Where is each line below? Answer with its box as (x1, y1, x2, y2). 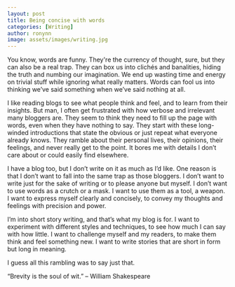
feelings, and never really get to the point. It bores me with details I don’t (7, 143, 217, 152)
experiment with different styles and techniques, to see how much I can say (7, 223, 226, 231)
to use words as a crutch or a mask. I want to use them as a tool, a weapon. (7, 187, 226, 195)
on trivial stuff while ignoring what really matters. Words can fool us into (7, 78, 215, 86)
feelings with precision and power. (7, 202, 107, 210)
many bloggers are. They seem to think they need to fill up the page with (7, 113, 217, 122)
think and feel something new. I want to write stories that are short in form (7, 237, 221, 246)
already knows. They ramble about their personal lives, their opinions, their (7, 136, 224, 144)
